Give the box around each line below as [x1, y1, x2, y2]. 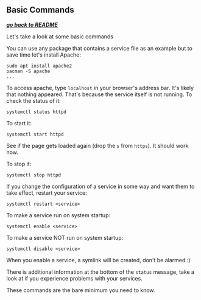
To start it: [6, 119, 32, 127]
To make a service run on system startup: [6, 211, 111, 218]
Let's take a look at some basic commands [6, 33, 114, 40]
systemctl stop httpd [6, 172, 62, 178]
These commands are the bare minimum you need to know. [6, 286, 155, 294]
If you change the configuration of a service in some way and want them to [6, 183, 195, 190]
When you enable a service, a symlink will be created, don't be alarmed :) [6, 256, 191, 263]
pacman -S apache [6, 68, 51, 74]
